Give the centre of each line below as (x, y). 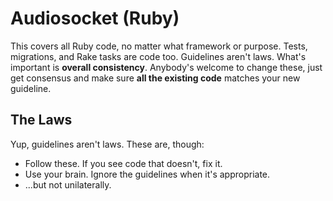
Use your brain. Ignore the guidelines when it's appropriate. (147, 174)
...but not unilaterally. (68, 184)
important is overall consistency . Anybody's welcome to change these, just (166, 67)
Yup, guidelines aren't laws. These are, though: (107, 144)
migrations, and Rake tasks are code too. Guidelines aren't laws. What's (158, 56)
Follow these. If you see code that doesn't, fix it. (123, 163)
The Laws (41, 120)
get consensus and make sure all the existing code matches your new (155, 78)
